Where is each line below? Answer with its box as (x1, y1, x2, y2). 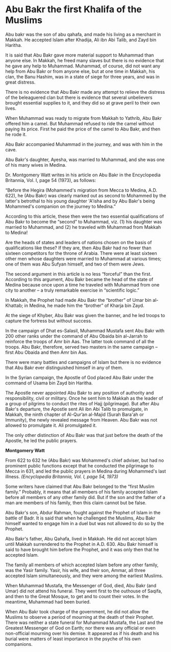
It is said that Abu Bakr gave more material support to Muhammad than (5, 52, 154, 58)
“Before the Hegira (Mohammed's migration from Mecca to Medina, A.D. (5, 187, 157, 193)
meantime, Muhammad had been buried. (5, 598, 91, 605)
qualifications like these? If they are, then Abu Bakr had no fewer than (5, 245, 152, 251)
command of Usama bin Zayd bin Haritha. (5, 380, 93, 386)
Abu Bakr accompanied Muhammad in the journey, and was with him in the (5, 141, 163, 147)
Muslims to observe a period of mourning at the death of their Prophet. (5, 614, 154, 620)
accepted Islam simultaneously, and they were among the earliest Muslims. (5, 572, 163, 579)
